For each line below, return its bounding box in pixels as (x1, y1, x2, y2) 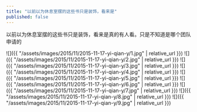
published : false (6, 14, 49, 20)
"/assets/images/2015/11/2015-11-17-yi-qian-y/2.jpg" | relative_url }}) (13, 56, 179, 63)
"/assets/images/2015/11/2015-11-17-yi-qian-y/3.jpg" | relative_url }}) (13, 62, 179, 69)
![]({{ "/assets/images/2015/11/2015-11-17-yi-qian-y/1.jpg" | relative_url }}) (6, 50, 184, 57)
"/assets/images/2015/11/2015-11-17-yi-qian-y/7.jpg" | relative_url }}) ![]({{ (13, 87, 191, 94)
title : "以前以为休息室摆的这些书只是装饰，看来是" (6, 8, 117, 15)
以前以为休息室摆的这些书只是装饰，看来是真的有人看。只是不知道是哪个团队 (6, 30, 191, 38)
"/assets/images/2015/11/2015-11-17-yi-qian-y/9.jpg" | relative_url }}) (6, 99, 171, 106)
